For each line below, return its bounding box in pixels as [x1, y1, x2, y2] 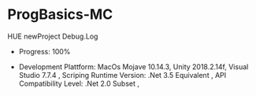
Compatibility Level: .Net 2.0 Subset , [18, 79, 139, 88]
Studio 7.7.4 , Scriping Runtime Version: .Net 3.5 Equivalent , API [18, 70, 226, 79]
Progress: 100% [18, 46, 71, 56]
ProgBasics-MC [7, 6, 113, 24]
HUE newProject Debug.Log [7, 31, 98, 41]
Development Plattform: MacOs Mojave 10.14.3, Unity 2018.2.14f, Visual [18, 61, 249, 72]
